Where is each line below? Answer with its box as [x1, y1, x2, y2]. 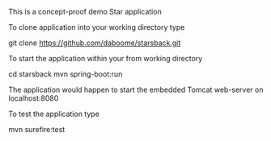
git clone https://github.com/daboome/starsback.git [8, 38, 181, 48]
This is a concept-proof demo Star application [8, 7, 162, 16]
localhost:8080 [8, 93, 59, 103]
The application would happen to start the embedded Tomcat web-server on [8, 85, 264, 94]
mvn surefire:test [8, 125, 66, 134]
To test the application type [8, 109, 100, 118]
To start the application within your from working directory [8, 54, 203, 63]
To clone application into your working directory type [8, 23, 185, 31]
